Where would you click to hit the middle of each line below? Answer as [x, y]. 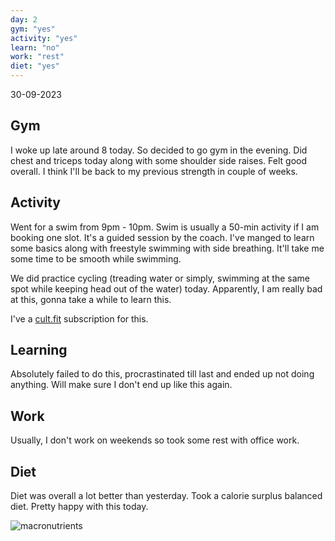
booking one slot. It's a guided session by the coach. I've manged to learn [162, 237]
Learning [39, 350]
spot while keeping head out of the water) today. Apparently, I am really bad [166, 288]
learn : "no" [35, 47]
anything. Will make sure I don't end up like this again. [121, 385]
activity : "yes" [44, 38]
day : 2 [24, 19]
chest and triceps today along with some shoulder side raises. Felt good [159, 160]
